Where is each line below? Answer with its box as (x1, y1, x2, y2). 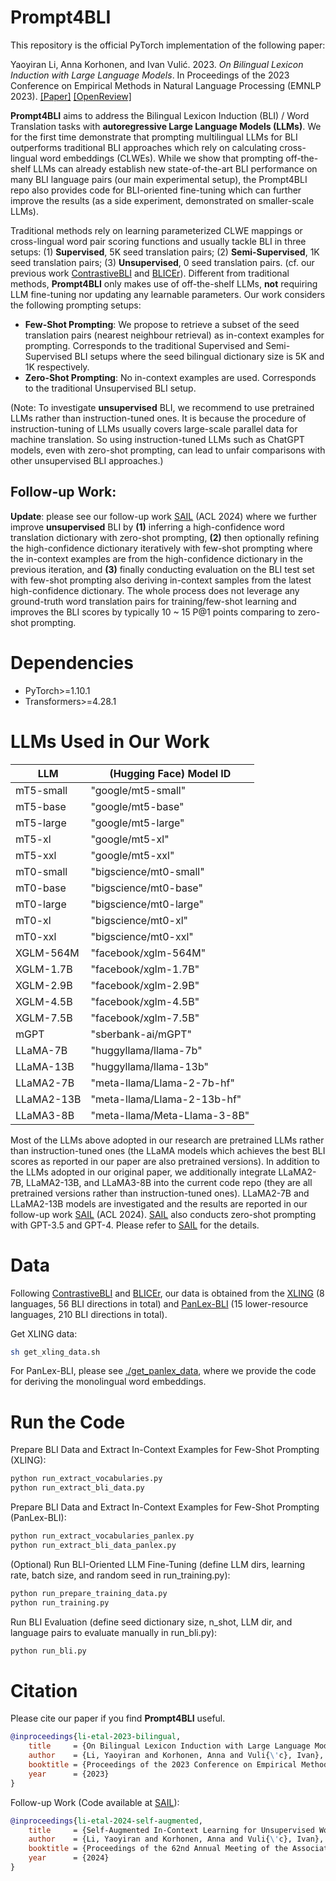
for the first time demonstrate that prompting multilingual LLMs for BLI (10, 131, 298, 143)
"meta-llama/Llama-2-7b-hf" (90, 1076, 235, 1090)
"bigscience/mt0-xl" (90, 913, 189, 927)
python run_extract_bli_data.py (10, 1483, 145, 1493)
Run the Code (10, 1411, 126, 1433)
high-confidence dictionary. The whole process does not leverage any (10, 584, 300, 596)
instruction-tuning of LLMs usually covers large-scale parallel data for (10, 422, 298, 435)
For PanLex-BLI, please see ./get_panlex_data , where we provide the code (10, 1365, 317, 1377)
